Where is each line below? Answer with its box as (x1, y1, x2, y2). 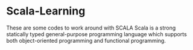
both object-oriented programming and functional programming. (6, 37, 166, 44)
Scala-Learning (6, 4, 86, 18)
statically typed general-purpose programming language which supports (6, 30, 187, 37)
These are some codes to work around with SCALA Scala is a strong (6, 24, 176, 31)
